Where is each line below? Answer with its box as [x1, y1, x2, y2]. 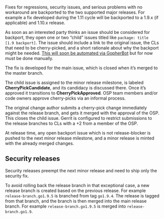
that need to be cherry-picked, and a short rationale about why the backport [5, 45, 159, 51]
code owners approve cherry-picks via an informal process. [5, 95, 126, 101]
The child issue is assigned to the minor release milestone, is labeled [5, 80, 143, 85]
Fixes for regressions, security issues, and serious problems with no [5, 4, 143, 10]
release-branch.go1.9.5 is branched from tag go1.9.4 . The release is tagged [5, 192, 160, 198]
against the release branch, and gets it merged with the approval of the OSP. [5, 110, 160, 116]
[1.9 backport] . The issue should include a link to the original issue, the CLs [5, 40, 159, 46]
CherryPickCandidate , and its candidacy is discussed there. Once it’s [5, 85, 146, 90]
